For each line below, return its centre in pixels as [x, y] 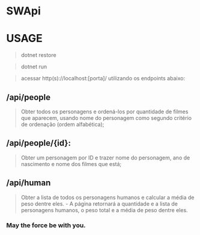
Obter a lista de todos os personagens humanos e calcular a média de [108, 197]
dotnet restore [38, 55]
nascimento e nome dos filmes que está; [71, 164]
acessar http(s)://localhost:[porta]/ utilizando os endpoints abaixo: [103, 79]
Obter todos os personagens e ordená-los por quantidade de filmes [105, 112]
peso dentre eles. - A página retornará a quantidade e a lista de [99, 204]
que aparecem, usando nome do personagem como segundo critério [106, 117]
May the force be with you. [46, 225]
